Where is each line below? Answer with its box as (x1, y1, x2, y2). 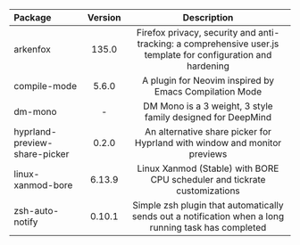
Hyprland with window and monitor (134, 137, 282, 149)
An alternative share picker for (144, 126, 272, 137)
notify (13, 216, 38, 228)
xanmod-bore (13, 179, 73, 191)
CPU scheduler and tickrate (150, 174, 266, 185)
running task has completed (149, 222, 267, 233)
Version (87, 12, 122, 23)
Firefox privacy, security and (137, 27, 256, 38)
